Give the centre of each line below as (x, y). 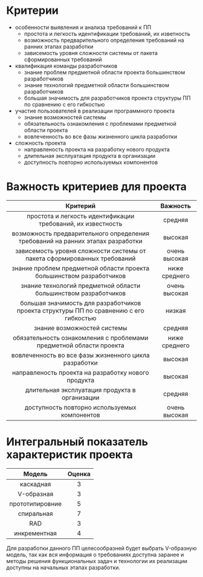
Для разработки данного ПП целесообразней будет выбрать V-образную (101, 548)
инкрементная (36, 533)
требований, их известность (81, 223)
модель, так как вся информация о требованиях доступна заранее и (95, 555)
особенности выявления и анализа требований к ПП (83, 27)
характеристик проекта (69, 455)
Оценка (79, 474)
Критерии (33, 11)
